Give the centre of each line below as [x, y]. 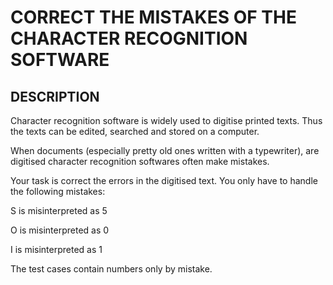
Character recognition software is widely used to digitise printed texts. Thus [166, 120]
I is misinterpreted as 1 [56, 249]
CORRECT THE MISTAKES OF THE [153, 17]
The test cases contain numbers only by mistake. [111, 269]
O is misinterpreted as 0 [60, 230]
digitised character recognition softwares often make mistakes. [140, 161]
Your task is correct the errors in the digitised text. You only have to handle [164, 180]
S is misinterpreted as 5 [59, 210]
